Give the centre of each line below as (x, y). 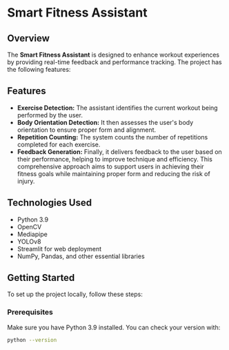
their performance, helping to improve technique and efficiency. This (114, 159)
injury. (26, 181)
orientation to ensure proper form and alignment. (87, 130)
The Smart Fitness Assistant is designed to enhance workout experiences (113, 55)
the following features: (39, 69)
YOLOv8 (29, 241)
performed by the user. (50, 115)
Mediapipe (32, 234)
